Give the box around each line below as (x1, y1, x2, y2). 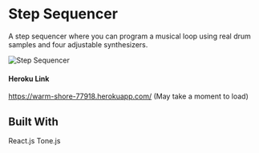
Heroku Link (8, 74, 50, 83)
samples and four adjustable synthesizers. (8, 39, 148, 49)
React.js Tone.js (8, 135, 61, 145)
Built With (8, 115, 59, 128)
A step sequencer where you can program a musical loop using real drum (8, 31, 251, 41)
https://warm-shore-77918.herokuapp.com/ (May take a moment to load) (8, 91, 249, 101)
